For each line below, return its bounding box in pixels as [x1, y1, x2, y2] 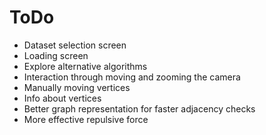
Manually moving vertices [23, 81, 131, 93]
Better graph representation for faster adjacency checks [23, 102, 256, 115]
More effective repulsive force [23, 113, 149, 125]
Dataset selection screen [23, 39, 127, 51]
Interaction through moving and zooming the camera [23, 71, 241, 83]
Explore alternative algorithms [23, 60, 148, 72]
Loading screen [23, 49, 89, 61]
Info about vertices [23, 92, 102, 104]
